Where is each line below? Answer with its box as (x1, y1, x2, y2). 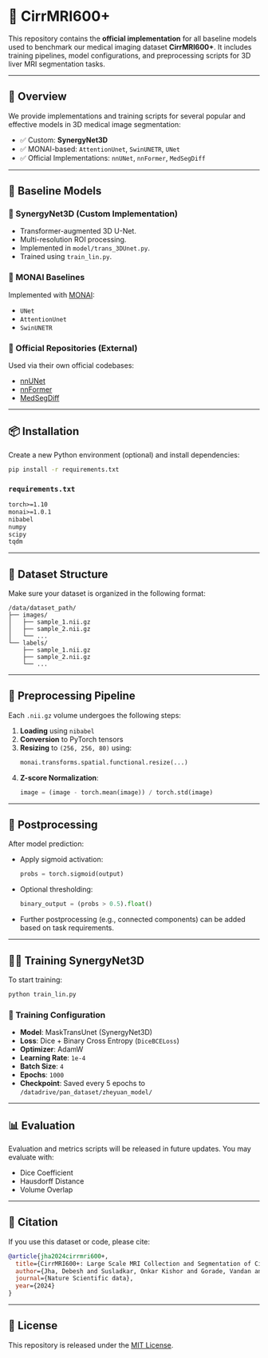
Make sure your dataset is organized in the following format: (8, 589, 206, 598)
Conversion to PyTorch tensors (19, 734, 124, 744)
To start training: (8, 975, 62, 985)
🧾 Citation (8, 1216, 58, 1229)
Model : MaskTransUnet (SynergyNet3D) (19, 1028, 153, 1037)
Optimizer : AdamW (19, 1044, 84, 1054)
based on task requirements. (19, 923, 114, 933)
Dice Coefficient (19, 1168, 73, 1177)
